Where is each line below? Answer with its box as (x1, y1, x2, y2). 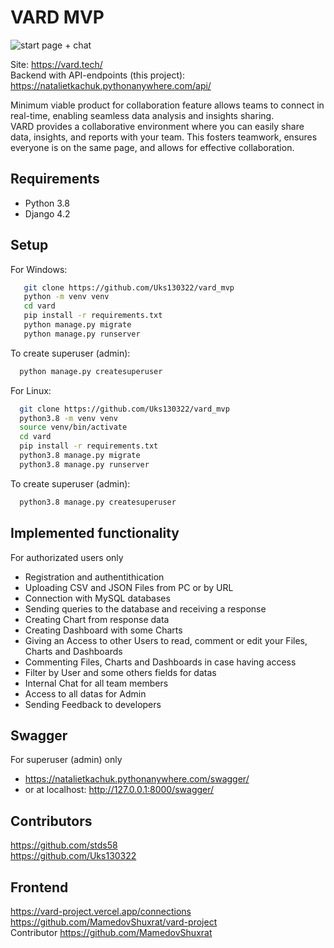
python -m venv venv (23, 292, 110, 302)
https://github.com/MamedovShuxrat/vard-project (10, 916, 218, 928)
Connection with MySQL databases (24, 592, 171, 604)
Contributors (10, 812, 93, 830)
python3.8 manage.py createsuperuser (19, 497, 177, 507)
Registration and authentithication (24, 571, 165, 583)
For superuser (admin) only (10, 754, 123, 766)
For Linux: (10, 384, 52, 396)
